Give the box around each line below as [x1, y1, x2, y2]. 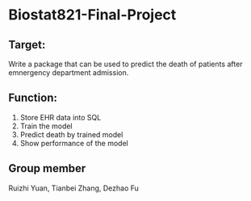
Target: [8, 38, 46, 52]
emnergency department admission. [8, 68, 129, 77]
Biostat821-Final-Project [8, 6, 177, 24]
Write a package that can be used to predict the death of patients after [8, 59, 243, 69]
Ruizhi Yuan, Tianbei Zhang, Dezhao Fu [8, 183, 140, 193]
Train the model [19, 121, 73, 131]
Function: [8, 91, 58, 105]
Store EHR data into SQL [19, 112, 102, 122]
